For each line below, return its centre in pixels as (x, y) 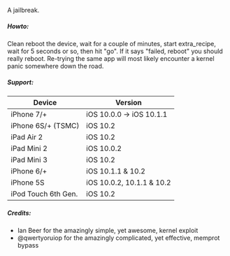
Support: (20, 82)
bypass (28, 245)
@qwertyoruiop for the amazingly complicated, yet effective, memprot (118, 238)
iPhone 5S (28, 183)
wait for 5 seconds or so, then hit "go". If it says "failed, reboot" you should (115, 51)
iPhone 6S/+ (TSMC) (45, 125)
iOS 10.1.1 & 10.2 (116, 171)
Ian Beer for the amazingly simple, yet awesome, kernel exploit (108, 230)
